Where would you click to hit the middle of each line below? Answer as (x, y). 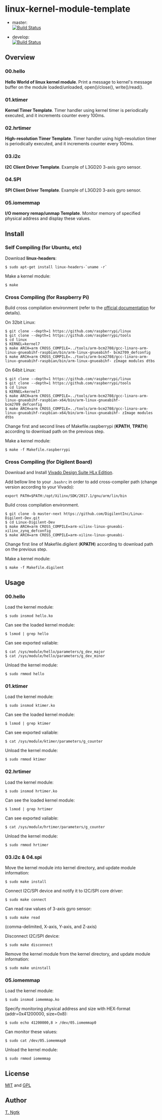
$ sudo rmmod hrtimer (27, 845)
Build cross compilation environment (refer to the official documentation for (80, 308)
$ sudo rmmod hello (25, 674)
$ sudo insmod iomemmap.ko (32, 1000)
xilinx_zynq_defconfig (28, 531)
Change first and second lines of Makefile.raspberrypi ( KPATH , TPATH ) (76, 426)
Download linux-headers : (31, 258)
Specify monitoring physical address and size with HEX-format (68, 1009)
